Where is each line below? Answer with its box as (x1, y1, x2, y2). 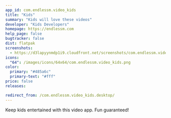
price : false (5, 79, 33, 84)
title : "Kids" (5, 12, 36, 17)
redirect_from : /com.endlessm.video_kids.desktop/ (5, 92, 115, 98)
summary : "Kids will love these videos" (5, 17, 93, 22)
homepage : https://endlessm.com (5, 27, 74, 32)
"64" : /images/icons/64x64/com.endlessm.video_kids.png (10, 60, 131, 65)
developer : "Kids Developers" (5, 21, 70, 27)
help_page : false (5, 31, 42, 36)
